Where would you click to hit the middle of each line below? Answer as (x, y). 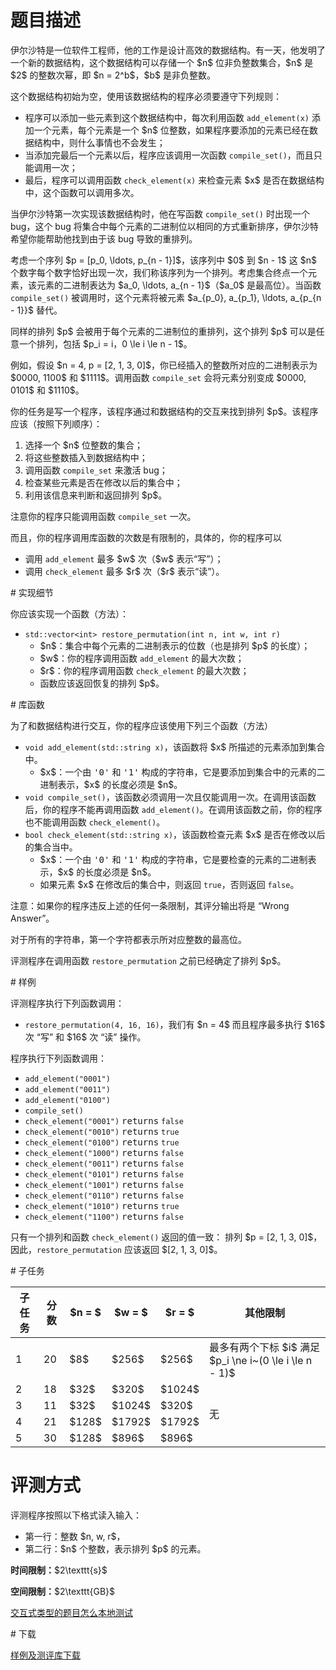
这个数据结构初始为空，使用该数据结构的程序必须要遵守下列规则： (146, 96)
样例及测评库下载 (45, 1655)
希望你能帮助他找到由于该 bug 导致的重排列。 (104, 238)
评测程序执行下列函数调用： (67, 1003)
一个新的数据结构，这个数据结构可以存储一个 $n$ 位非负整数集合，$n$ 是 (162, 62)
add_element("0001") (67, 1079)
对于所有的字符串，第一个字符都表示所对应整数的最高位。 (128, 939)
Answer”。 (32, 918)
